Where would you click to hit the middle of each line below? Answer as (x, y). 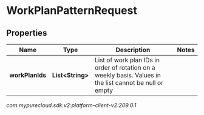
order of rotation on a (125, 67)
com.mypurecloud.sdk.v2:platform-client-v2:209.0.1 (71, 105)
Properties (27, 33)
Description (133, 50)
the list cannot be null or (129, 83)
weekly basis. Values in (127, 75)
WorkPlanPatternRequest (72, 11)
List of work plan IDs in (127, 60)
